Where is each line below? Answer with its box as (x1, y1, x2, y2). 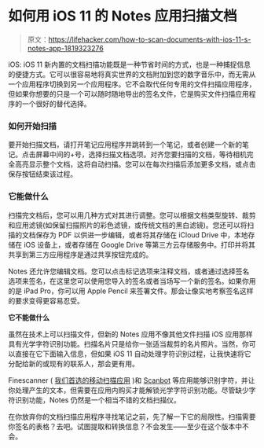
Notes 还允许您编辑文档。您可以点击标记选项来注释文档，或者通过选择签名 (8, 266, 250, 276)
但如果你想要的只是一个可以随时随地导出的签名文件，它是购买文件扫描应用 (8, 89, 249, 98)
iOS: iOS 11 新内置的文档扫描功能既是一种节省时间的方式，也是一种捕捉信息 (8, 60, 251, 69)
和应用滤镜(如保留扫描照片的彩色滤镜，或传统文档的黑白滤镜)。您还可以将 (8, 220, 247, 230)
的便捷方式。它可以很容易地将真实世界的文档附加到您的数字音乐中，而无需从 (8, 69, 256, 79)
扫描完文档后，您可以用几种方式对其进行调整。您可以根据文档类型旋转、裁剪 (8, 210, 256, 220)
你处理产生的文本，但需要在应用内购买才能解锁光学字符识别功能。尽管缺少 (8, 385, 249, 395)
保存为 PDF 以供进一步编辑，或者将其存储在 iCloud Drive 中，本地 (35, 230, 248, 240)
